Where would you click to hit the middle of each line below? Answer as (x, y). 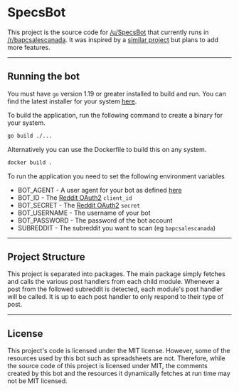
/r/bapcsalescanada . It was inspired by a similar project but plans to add (113, 39)
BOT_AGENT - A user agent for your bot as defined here (100, 190)
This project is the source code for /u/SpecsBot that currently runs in (108, 32)
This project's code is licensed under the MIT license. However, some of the (119, 351)
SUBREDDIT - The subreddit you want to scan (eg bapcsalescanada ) (116, 228)
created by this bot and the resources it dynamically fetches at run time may (119, 374)
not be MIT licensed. (37, 381)
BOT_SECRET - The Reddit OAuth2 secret (79, 205)
